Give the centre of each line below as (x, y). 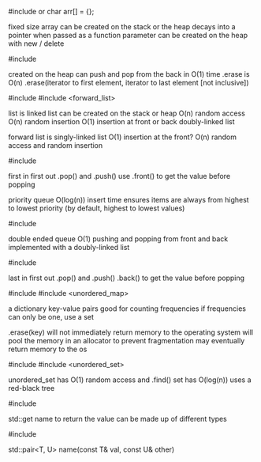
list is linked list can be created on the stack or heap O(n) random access (127, 113)
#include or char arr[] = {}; (51, 11)
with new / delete (36, 44)
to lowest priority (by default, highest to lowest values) (97, 208)
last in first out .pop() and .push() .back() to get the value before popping (127, 278)
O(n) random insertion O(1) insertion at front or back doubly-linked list (121, 121)
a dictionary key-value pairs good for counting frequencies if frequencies (127, 309)
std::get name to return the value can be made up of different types (117, 419)
